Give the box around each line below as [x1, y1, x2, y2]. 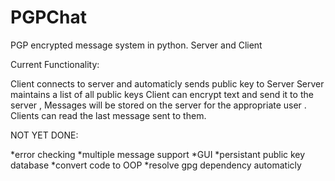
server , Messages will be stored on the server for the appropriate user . [10, 99, 307, 111]
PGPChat [10, 6, 87, 29]
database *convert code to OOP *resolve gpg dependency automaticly [10, 159, 302, 171]
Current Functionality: [10, 58, 100, 70]
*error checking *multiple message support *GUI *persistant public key [10, 148, 306, 160]
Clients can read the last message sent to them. [10, 109, 207, 121]
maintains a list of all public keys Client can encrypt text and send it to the [10, 88, 314, 100]
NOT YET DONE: [10, 129, 79, 141]
